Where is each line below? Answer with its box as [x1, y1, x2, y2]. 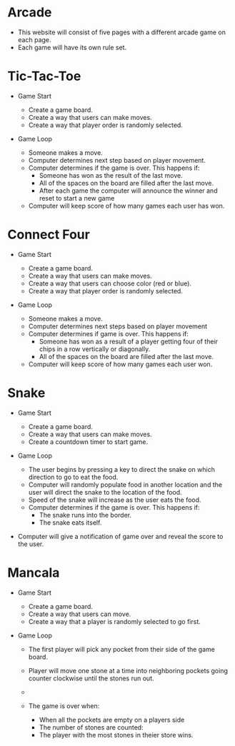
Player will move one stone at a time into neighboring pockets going [28, 666, 229, 675]
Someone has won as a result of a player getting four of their [39, 337, 219, 346]
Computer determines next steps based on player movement [28, 322, 208, 331]
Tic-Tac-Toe [7, 69, 81, 84]
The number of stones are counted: [39, 722, 144, 732]
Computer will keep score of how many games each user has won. [28, 201, 225, 210]
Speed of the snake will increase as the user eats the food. [28, 495, 201, 504]
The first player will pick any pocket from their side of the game [28, 645, 216, 653]
